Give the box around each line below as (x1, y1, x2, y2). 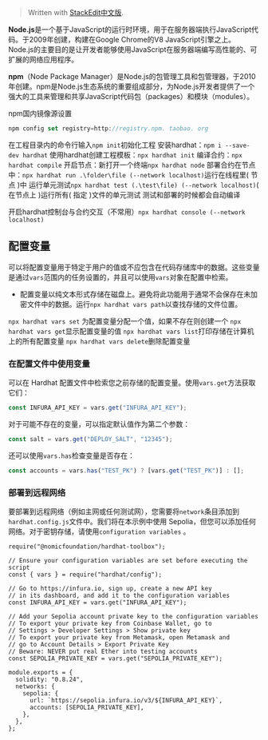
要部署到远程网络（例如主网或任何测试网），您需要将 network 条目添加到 (8, 507, 240, 516)
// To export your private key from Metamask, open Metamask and (8, 633, 230, 642)
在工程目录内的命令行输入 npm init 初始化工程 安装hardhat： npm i (8, 140, 222, 149)
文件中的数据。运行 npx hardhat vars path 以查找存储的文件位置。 (26, 299, 242, 308)
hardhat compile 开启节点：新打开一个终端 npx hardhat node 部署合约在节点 (8, 160, 256, 169)
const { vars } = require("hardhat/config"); (8, 571, 162, 579)
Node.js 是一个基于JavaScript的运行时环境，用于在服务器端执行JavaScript (8, 25, 252, 34)
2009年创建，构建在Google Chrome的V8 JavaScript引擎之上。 (29, 35, 236, 44)
